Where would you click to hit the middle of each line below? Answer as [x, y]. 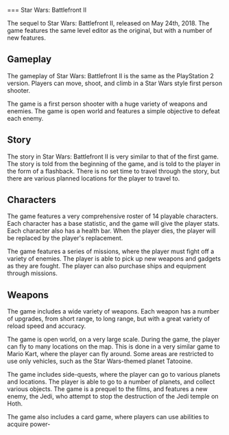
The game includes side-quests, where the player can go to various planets [114, 375]
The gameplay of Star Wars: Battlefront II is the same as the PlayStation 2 [110, 75]
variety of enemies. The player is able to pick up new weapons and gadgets [114, 259]
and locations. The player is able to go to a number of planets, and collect [111, 382]
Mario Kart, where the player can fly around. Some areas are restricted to [110, 354]
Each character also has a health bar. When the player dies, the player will [111, 231]
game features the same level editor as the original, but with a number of [110, 31]
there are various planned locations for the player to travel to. [94, 178]
